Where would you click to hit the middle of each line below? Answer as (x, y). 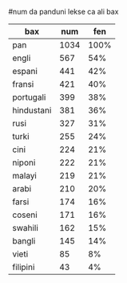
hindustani (32, 110)
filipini (24, 267)
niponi (24, 162)
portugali (29, 97)
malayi (25, 176)
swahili (25, 228)
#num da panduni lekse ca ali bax (63, 12)
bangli (24, 241)
